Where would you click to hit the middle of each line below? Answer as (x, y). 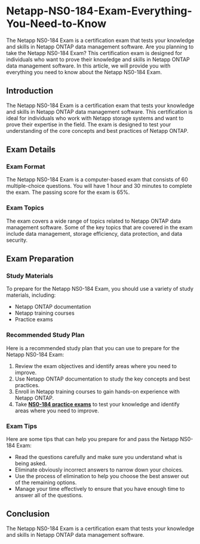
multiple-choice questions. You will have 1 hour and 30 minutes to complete (99, 186)
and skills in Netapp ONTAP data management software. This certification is (99, 111)
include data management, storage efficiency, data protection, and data (94, 233)
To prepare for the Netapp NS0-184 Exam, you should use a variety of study (100, 289)
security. (17, 240)
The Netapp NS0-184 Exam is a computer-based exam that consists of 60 (97, 180)
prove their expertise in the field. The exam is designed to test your (89, 124)
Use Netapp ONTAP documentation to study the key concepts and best (102, 379)
